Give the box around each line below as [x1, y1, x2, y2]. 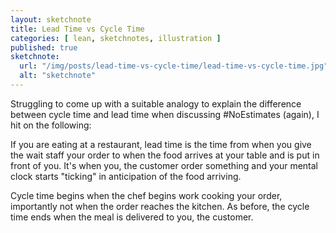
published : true [10, 42, 78, 53]
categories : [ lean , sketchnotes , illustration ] [10, 33, 222, 43]
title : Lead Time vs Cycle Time [10, 24, 145, 34]
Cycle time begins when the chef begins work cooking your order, [10, 189, 283, 201]
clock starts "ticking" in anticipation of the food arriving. [10, 170, 242, 182]
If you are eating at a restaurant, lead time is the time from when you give [10, 138, 312, 150]
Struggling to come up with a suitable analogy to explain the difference [10, 97, 302, 110]
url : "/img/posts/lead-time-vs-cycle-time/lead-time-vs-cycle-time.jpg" [19, 61, 329, 71]
